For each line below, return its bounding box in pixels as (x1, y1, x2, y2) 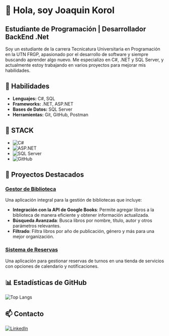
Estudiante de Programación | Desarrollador (5, 25, 146, 33)
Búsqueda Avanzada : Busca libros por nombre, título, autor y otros (12, 217, 152, 224)
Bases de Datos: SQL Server (12, 106, 73, 112)
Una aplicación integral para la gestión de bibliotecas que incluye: (5, 197, 142, 203)
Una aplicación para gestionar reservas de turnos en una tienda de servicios (5, 258, 164, 264)
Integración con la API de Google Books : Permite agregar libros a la (12, 207, 154, 213)
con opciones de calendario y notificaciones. (5, 263, 99, 269)
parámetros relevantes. (12, 223, 61, 229)
